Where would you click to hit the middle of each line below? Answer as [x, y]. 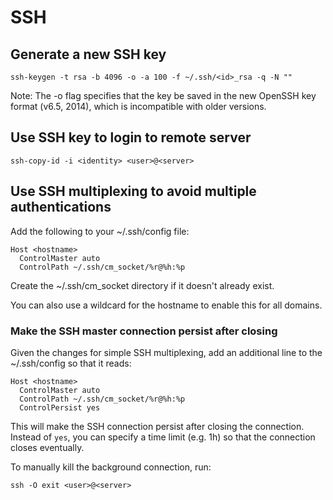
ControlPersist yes [60, 407]
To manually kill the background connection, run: [111, 467]
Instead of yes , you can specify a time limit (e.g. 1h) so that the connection [163, 437]
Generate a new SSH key [88, 54]
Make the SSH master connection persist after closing [144, 331]
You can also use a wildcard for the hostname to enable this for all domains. [166, 305]
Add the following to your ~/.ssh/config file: [100, 231]
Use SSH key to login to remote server [131, 137]
